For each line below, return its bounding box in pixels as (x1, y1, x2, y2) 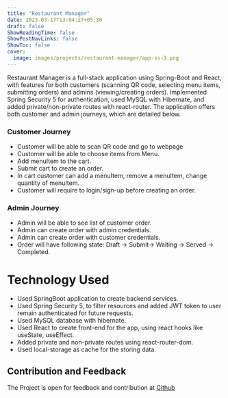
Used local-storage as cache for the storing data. (16, 345, 156, 353)
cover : (7, 49, 26, 55)
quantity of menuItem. (16, 179, 80, 187)
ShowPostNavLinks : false (7, 36, 78, 42)
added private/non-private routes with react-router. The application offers (7, 102, 216, 110)
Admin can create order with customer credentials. (16, 234, 161, 242)
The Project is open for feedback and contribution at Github (7, 384, 176, 392)
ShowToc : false (7, 42, 51, 49)
